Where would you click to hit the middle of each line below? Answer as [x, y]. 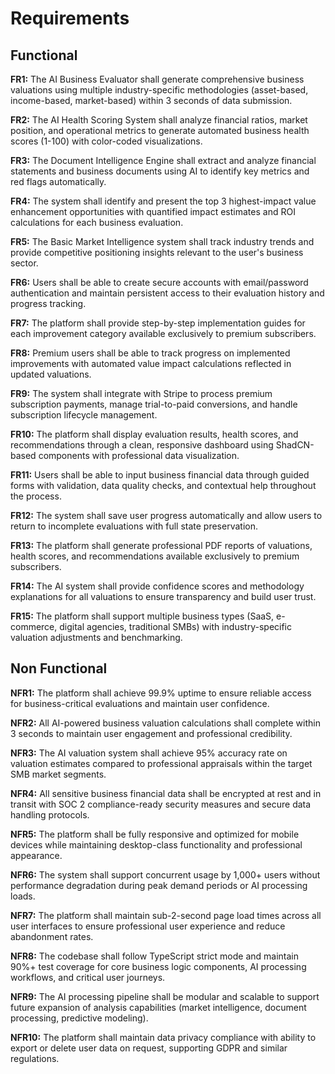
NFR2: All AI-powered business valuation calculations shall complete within [165, 723]
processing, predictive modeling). [79, 1018]
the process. [36, 496]
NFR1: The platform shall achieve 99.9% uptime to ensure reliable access [161, 693]
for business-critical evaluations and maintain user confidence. [140, 703]
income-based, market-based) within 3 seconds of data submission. [151, 100]
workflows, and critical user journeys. [88, 977]
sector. [24, 263]
